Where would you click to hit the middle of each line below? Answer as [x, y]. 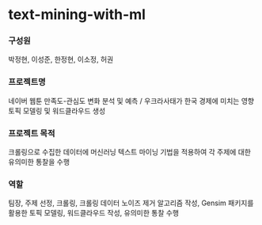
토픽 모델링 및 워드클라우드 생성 [57, 111]
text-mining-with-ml [77, 15]
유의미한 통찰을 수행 [39, 162]
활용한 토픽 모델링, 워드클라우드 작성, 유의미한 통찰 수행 [94, 213]
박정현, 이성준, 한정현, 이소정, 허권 [61, 59]
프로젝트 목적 [32, 133]
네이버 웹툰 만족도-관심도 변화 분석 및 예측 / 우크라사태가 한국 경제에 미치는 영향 [131, 101]
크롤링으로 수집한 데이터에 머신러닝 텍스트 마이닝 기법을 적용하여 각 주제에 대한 [130, 152]
